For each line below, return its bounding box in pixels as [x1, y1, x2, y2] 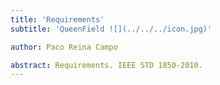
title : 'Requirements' [10, 14, 105, 25]
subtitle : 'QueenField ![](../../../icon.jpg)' [10, 24, 213, 34]
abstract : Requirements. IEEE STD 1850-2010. [10, 60, 203, 70]
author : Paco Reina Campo [10, 42, 118, 52]
